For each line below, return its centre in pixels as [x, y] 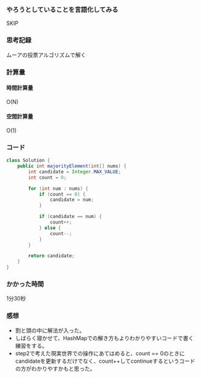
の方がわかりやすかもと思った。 [55, 368]
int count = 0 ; [48, 177]
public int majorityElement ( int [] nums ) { [72, 166]
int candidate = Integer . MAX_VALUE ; [75, 172]
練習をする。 [31, 346]
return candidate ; [51, 256]
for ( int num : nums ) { [58, 188]
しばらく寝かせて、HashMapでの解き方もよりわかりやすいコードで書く [104, 338]
